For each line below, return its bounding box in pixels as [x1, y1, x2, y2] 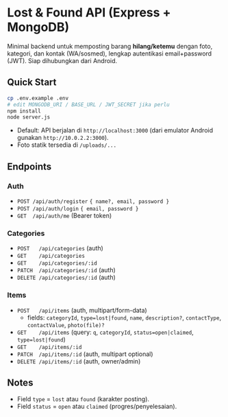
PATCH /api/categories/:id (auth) [16, 266, 116, 274]
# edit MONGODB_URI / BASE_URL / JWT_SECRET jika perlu [7, 101, 170, 108]
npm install [7, 108, 41, 115]
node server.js [7, 114, 51, 121]
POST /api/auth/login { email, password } [16, 205, 139, 212]
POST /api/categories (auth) [16, 244, 104, 252]
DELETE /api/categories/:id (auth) [16, 273, 116, 282]
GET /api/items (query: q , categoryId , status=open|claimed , [16, 328, 194, 336]
